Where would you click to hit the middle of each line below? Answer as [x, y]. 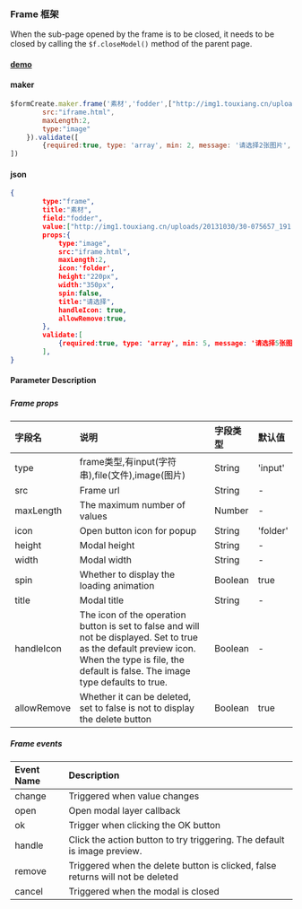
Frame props [35, 403]
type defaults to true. [124, 682]
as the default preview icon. [138, 649]
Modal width [106, 560]
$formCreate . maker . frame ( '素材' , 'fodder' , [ [91, 104]
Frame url [99, 491]
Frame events [36, 743]
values [93, 516]
